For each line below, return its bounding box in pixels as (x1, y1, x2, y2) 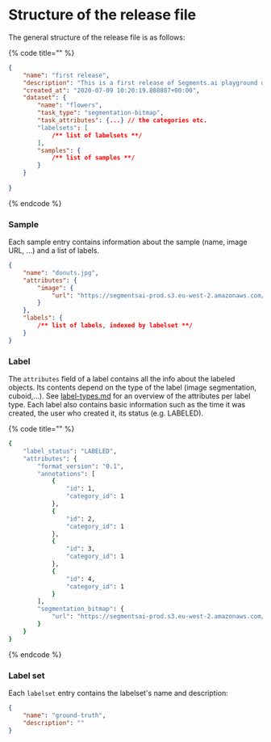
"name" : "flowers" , (37, 101, 103, 110)
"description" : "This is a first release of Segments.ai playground (23, 78, 258, 86)
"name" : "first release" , (23, 71, 110, 79)
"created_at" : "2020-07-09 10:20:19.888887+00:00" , (23, 86, 200, 95)
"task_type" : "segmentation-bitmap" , (37, 109, 164, 117)
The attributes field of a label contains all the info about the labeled (8, 374, 236, 384)
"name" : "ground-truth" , (23, 711, 106, 719)
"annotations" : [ (37, 470, 95, 478)
